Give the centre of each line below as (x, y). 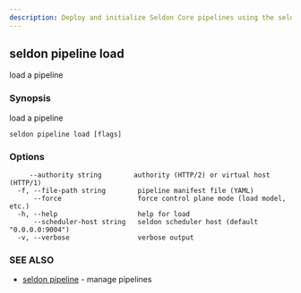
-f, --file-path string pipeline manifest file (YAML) (136, 191)
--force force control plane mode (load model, (159, 199)
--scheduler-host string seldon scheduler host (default (145, 222)
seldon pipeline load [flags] (66, 134)
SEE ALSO (32, 260)
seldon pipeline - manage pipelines (87, 280)
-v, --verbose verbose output (106, 238)
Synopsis (30, 98)
